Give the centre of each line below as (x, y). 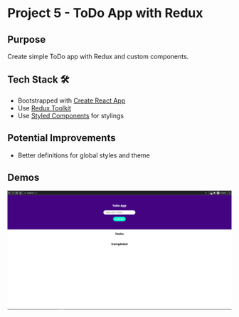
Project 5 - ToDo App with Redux (105, 13)
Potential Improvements (62, 138)
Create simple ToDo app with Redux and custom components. (98, 56)
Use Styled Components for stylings (71, 115)
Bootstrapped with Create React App (71, 100)
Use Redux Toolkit (44, 108)
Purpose (27, 40)
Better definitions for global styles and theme (84, 155)
